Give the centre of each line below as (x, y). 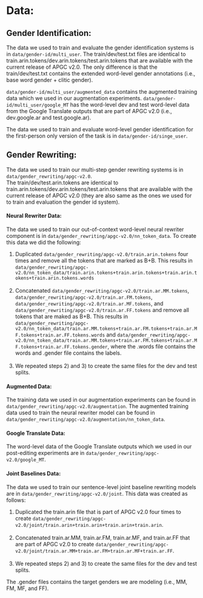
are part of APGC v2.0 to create (55, 544)
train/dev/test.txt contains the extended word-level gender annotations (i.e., (101, 73)
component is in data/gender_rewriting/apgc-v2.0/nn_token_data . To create (101, 236)
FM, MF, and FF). (28, 588)
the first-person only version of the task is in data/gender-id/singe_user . (97, 136)
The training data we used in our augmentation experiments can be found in (101, 400)
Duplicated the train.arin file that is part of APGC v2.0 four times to (98, 512)
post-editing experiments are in (45, 453)
